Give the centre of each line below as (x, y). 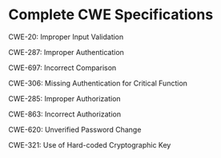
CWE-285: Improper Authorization (65, 98)
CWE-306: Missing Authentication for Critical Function (98, 83)
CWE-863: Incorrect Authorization (65, 114)
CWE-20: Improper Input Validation (66, 37)
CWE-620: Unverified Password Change (75, 129)
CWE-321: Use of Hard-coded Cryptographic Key (90, 144)
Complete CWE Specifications (111, 15)
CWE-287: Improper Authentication (66, 52)
